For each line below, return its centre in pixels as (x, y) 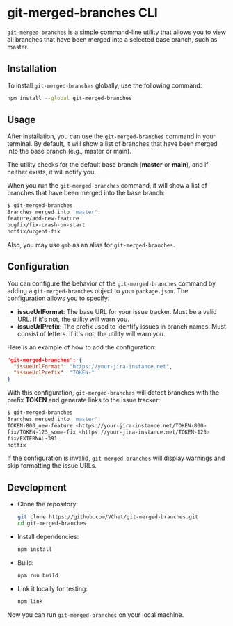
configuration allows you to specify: (58, 298)
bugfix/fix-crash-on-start (46, 225)
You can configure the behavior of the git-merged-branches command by (112, 283)
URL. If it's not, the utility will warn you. (73, 319)
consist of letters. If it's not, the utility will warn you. (91, 333)
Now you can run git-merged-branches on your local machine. (96, 615)
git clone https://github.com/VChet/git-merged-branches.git (108, 517)
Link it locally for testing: (53, 588)
